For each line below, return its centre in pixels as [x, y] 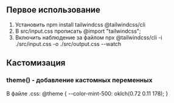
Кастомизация [36, 63]
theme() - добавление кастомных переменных [79, 80]
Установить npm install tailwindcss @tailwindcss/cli [80, 24]
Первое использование [53, 10]
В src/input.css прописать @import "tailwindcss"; [78, 31]
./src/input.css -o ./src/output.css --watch [68, 44]
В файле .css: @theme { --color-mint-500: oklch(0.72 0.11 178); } [87, 93]
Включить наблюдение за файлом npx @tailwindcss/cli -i [89, 37]
